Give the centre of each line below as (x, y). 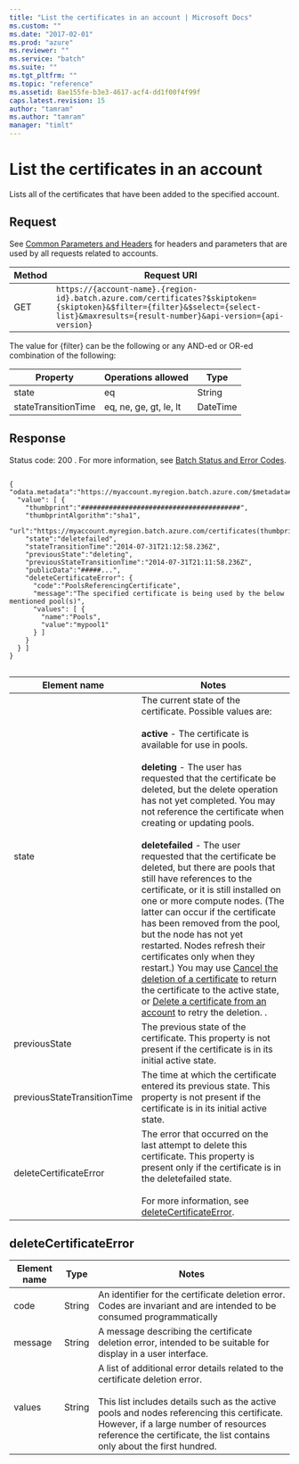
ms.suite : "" (33, 68)
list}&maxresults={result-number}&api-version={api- (170, 316)
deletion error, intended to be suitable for (183, 1343)
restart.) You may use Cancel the (210, 967)
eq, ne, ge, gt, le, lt (142, 407)
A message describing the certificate (175, 1332)
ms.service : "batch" (48, 59)
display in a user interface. (153, 1354)
